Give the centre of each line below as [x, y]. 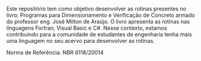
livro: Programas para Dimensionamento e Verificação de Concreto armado [101, 15]
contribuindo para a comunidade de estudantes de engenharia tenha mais [99, 34]
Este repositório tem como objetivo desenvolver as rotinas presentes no [97, 9]
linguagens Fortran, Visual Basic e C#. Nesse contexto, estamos [87, 28]
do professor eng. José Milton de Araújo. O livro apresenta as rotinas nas [98, 21]
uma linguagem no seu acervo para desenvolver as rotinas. [81, 41]
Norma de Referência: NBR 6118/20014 [55, 53]
